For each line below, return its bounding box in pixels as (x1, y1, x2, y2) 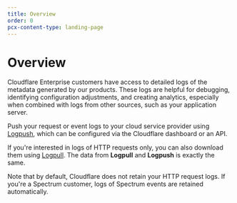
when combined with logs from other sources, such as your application (7, 100, 217, 109)
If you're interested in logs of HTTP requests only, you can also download (7, 143, 223, 152)
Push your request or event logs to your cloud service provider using (7, 122, 210, 130)
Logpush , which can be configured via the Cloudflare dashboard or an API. (7, 130, 228, 138)
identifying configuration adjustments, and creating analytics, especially (7, 93, 219, 102)
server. (7, 108, 29, 117)
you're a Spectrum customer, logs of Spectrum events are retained (7, 179, 203, 189)
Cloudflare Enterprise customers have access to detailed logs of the (7, 78, 208, 86)
